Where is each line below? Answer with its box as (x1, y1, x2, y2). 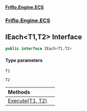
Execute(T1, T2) (8, 97, 48, 104)
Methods (8, 88, 31, 96)
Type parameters (5, 57, 43, 63)
